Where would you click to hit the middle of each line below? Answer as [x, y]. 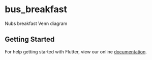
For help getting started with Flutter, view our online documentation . [76, 51]
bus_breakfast [36, 9]
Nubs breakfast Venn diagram [36, 23]
